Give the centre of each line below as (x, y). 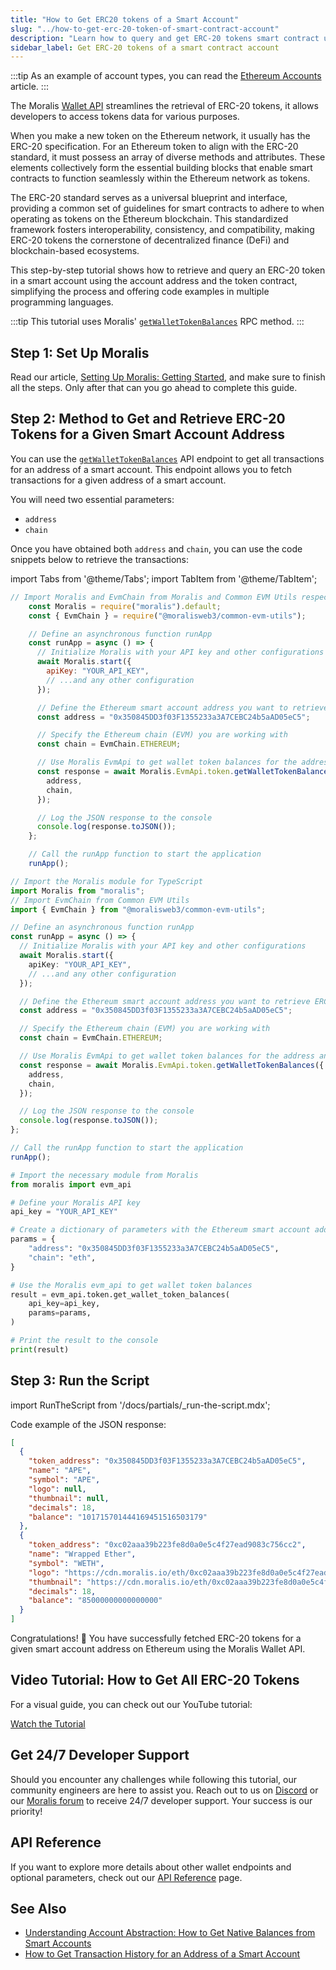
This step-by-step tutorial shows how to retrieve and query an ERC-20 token (168, 270)
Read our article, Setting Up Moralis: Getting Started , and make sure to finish (168, 377)
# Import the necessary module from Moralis (104, 1175)
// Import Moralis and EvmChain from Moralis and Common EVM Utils (154, 597)
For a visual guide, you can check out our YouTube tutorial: (131, 1704)
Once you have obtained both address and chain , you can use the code (156, 548)
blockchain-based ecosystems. (75, 251)
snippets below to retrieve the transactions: (99, 559)
